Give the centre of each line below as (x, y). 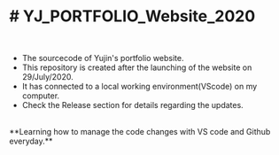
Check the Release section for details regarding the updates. (132, 105)
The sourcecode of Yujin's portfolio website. (103, 58)
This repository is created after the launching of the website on (137, 67)
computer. (41, 96)
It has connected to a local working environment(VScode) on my (139, 86)
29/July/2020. (47, 76)
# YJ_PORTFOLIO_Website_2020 (132, 16)
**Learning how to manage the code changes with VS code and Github (140, 131)
